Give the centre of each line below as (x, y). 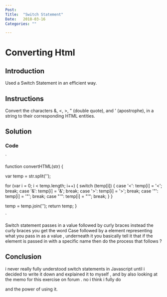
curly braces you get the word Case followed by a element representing (79, 230)
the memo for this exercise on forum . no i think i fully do (63, 279)
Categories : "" (21, 24)
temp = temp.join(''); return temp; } (41, 206)
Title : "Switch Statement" (34, 14)
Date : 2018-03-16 (25, 19)
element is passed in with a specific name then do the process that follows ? (83, 241)
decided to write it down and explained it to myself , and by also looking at (82, 274)
